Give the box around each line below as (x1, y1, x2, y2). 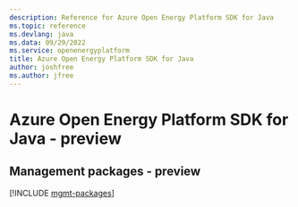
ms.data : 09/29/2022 (9, 37, 87, 47)
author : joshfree (9, 63, 74, 72)
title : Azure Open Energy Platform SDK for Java (9, 54, 194, 63)
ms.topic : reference (9, 21, 87, 30)
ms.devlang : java (9, 29, 74, 38)
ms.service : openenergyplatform (9, 46, 130, 55)
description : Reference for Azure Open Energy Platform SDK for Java (9, 12, 275, 22)
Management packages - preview (9, 164, 201, 179)
